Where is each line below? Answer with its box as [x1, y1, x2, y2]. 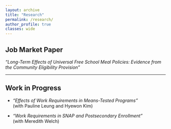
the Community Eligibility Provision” [5, 64, 80, 70]
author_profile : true [5, 21, 51, 27]
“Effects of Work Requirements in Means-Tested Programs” [12, 97, 138, 104]
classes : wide [5, 27, 36, 32]
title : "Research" [5, 12, 44, 17]
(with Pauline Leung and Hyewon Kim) [12, 102, 93, 109]
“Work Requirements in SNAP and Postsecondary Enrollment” [12, 113, 143, 119]
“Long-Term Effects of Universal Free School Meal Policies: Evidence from [5, 59, 162, 65]
